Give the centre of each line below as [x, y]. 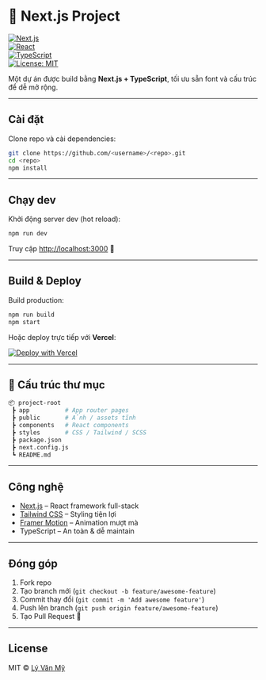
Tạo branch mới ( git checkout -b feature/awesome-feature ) [118, 591]
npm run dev [28, 234]
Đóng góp [33, 563]
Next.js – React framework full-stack [79, 506]
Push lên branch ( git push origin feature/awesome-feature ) [119, 608]
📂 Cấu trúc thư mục [57, 385]
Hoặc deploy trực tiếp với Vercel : [62, 337]
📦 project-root [35, 403]
